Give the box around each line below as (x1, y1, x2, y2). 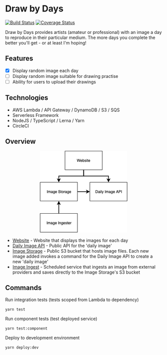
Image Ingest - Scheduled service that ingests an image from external (12, 264, 156, 270)
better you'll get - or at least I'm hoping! (5, 39, 87, 45)
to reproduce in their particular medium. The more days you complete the (5, 34, 156, 40)
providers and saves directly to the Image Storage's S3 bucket (12, 269, 140, 275)
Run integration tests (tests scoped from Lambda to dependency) (5, 297, 139, 303)
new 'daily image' (12, 258, 49, 265)
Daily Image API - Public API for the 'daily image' (12, 243, 112, 249)
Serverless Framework (12, 112, 59, 118)
